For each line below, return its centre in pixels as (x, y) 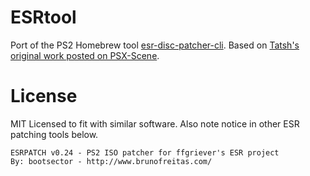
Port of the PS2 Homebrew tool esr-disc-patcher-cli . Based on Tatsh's (155, 45)
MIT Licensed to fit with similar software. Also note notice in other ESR (155, 123)
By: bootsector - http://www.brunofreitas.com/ (111, 161)
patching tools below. (54, 134)
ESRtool (43, 17)
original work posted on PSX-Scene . (85, 55)
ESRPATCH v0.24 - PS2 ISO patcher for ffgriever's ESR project (145, 152)
